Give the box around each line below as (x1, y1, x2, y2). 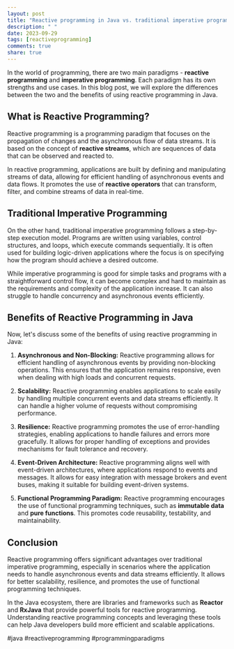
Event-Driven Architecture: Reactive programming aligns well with (17, 458, 210, 467)
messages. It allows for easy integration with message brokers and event (17, 473, 227, 482)
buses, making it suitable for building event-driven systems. (17, 481, 189, 489)
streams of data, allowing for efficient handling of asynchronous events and (7, 172, 224, 181)
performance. (17, 409, 57, 417)
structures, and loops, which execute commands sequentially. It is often (7, 241, 214, 249)
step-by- (192, 226, 218, 234)
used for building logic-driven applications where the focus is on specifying (7, 248, 224, 257)
